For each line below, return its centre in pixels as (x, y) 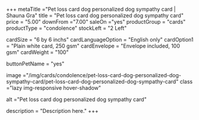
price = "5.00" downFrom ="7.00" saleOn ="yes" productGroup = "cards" (96, 22)
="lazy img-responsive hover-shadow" (54, 88)
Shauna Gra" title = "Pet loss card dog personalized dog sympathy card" (95, 15)
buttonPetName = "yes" (35, 64)
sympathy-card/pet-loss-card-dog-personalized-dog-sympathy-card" (92, 81)
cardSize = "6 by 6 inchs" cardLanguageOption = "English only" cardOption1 (100, 40)
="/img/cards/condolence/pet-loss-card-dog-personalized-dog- (102, 75)
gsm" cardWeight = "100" (37, 52)
